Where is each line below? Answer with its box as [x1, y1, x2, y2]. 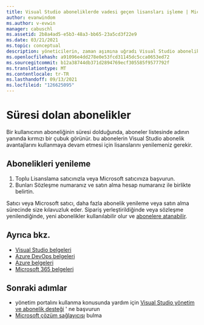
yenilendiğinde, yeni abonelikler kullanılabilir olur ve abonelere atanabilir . [6, 212, 188, 219]
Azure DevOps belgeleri [15, 252, 75, 260]
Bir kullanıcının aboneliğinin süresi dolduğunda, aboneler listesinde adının [6, 128, 189, 135]
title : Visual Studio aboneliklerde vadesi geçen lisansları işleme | [6, 8, 189, 15]
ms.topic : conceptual [6, 43, 61, 49]
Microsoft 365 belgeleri [15, 265, 74, 273]
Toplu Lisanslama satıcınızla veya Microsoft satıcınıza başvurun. [15, 175, 175, 182]
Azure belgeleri [15, 259, 53, 266]
